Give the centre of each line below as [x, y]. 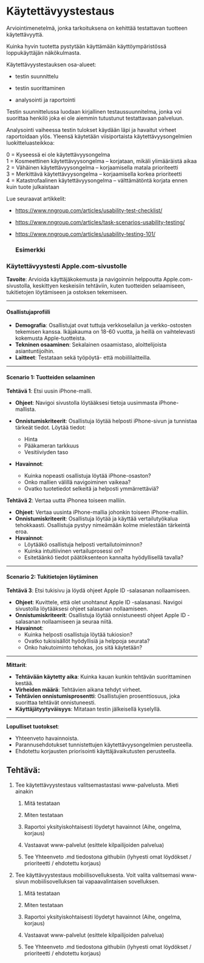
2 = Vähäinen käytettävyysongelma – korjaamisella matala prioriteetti [92, 167]
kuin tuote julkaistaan [33, 187]
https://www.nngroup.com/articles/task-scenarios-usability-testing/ [100, 222]
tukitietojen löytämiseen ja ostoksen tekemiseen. [67, 292]
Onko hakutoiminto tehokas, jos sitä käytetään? [83, 647]
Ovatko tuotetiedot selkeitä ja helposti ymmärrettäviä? [91, 488]
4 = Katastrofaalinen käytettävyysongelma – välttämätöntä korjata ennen [97, 180]
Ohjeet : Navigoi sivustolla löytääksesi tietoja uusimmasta [86, 402]
